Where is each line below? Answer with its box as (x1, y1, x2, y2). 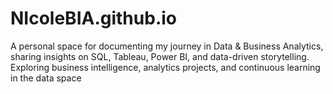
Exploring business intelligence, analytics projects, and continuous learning (10, 61, 321, 73)
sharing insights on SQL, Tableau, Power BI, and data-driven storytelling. (10, 50, 310, 62)
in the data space (10, 72, 82, 84)
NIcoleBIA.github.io (10, 7, 177, 30)
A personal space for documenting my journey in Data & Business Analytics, (10, 40, 324, 52)
